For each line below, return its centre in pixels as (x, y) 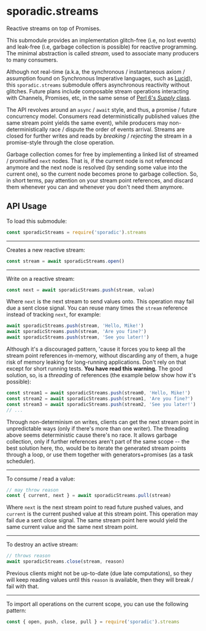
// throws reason (29, 556)
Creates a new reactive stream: (46, 249)
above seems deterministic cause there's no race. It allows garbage (92, 435)
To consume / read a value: (41, 479)
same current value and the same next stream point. (72, 527)
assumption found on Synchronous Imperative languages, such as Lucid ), (99, 78)
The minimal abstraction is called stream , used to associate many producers (103, 53)
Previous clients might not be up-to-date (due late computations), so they (99, 573)
